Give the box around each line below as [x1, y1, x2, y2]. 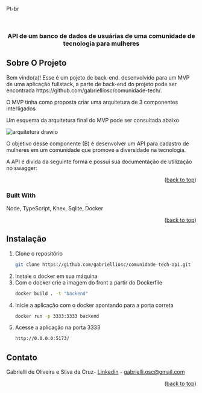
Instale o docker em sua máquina [14, 272, 98, 280]
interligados [6, 105, 36, 112]
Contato [6, 352, 37, 362]
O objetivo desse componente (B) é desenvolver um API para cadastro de [6, 140, 189, 147]
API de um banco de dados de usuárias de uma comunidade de [7, 31, 195, 40]
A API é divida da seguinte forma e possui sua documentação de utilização [6, 158, 192, 165]
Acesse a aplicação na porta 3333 [14, 324, 101, 331]
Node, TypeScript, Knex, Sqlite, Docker [6, 205, 104, 212]
